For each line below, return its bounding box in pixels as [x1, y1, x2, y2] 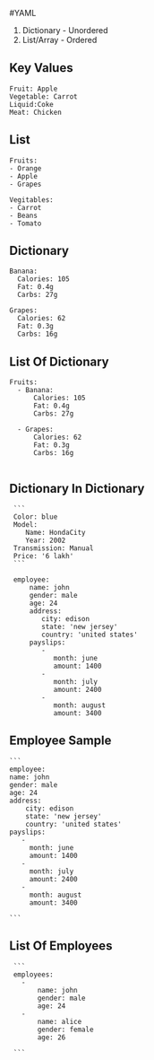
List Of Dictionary [9, 354, 109, 369]
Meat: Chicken [9, 108, 63, 117]
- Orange [9, 163, 42, 173]
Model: [13, 521, 38, 530]
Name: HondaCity [25, 529, 87, 538]
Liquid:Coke [9, 100, 54, 109]
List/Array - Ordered [21, 35, 98, 45]
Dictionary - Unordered [21, 25, 109, 35]
